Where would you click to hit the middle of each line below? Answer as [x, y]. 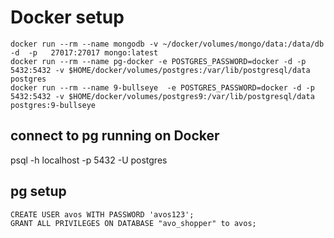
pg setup [38, 191]
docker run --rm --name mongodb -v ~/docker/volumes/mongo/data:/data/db [167, 44]
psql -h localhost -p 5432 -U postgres [89, 160]
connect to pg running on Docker [115, 136]
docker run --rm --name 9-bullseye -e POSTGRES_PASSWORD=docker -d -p [162, 87]
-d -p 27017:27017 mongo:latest [84, 52]
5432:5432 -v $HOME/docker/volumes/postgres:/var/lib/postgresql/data [160, 70]
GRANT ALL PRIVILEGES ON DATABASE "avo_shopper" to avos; [133, 223]
